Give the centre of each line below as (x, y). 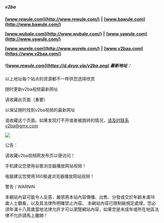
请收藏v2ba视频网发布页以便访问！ (40, 155)
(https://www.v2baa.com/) (33, 53)
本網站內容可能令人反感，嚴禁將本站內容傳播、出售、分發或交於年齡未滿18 (80, 197)
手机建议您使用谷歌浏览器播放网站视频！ (46, 166)
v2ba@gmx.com (21, 126)
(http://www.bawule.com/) (33, 24)
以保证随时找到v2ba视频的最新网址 (40, 110)
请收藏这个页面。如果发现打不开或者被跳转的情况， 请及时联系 (67, 120)
